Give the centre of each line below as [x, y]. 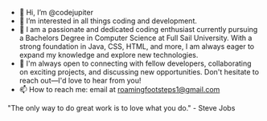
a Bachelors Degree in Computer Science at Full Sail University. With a [136, 38]
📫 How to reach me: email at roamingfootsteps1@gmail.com [119, 89]
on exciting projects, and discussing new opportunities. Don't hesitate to [139, 72]
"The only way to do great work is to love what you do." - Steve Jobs [121, 108]
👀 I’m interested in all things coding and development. [108, 21]
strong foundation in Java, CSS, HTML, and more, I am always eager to [137, 46]
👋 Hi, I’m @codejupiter [56, 12]
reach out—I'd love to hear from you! [80, 81]
